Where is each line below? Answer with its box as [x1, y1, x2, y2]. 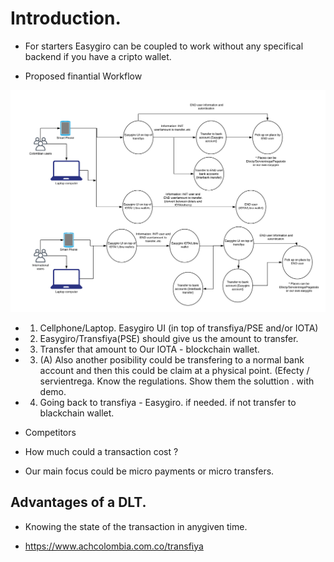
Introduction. [10, 7, 122, 30]
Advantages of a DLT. [10, 494, 147, 511]
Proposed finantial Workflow [24, 70, 143, 82]
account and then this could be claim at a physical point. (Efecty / [39, 364, 310, 376]
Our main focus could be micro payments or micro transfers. [24, 465, 275, 477]
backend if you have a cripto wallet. [24, 50, 172, 62]
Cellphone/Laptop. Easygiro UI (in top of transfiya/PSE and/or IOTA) [39, 322, 319, 334]
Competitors [24, 426, 77, 438]
